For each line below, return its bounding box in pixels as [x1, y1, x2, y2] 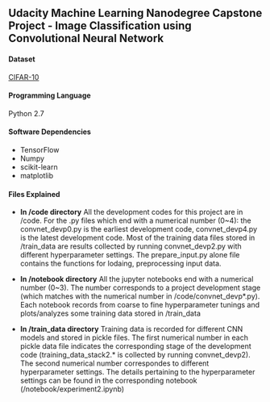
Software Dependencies [8, 127, 91, 136]
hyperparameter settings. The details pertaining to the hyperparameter [19, 367, 255, 377]
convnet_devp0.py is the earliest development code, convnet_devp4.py [19, 224, 258, 234]
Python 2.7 [8, 108, 44, 118]
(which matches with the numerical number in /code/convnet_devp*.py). [19, 291, 260, 301]
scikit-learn [19, 162, 58, 172]
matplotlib [19, 171, 54, 180]
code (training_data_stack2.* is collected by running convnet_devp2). [19, 350, 251, 360]
